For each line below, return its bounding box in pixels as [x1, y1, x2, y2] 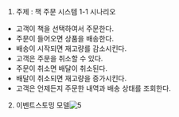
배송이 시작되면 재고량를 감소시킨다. [15, 44, 127, 53]
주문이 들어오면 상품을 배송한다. [15, 34, 114, 43]
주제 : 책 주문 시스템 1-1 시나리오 [15, 7, 116, 16]
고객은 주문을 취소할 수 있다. [15, 54, 103, 63]
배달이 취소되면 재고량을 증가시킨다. [15, 74, 127, 83]
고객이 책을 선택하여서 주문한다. [15, 24, 114, 33]
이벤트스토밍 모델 [15, 100, 70, 110]
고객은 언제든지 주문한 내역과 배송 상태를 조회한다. [15, 84, 171, 93]
